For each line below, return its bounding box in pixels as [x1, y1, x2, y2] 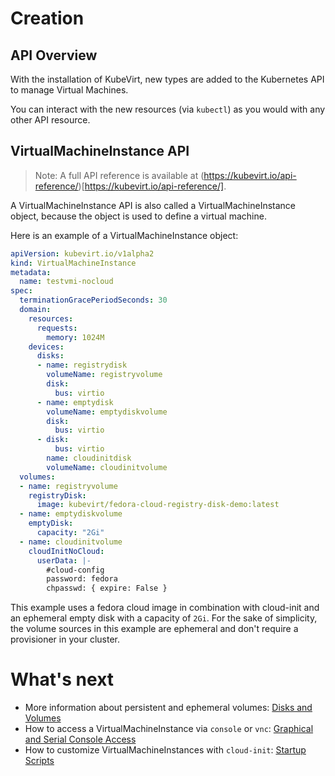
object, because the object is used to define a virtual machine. [10, 210, 267, 222]
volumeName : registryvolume [46, 370, 163, 380]
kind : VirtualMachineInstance [10, 258, 137, 268]
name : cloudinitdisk [46, 453, 132, 464]
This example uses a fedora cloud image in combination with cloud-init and [10, 602, 320, 614]
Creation [10, 7, 85, 30]
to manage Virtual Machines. [10, 84, 129, 96]
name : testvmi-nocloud [19, 277, 114, 287]
